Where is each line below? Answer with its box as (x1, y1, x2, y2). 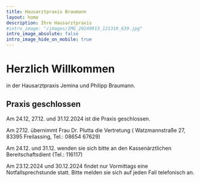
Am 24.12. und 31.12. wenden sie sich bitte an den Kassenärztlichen (6, 144, 172, 152)
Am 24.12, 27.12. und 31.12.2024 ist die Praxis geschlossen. (6, 115, 150, 122)
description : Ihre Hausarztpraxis (6, 20, 93, 26)
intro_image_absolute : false (6, 31, 79, 37)
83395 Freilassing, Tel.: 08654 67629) (6, 132, 100, 140)
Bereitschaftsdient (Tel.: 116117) (6, 150, 83, 158)
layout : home (6, 14, 39, 20)
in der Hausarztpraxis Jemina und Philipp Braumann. (6, 82, 136, 89)
